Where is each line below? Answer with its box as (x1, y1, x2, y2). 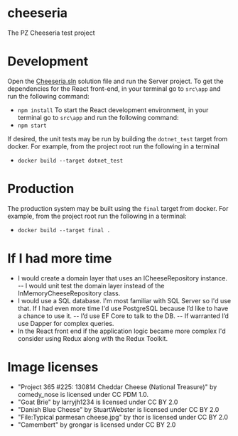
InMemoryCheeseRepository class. (17, 289, 121, 298)
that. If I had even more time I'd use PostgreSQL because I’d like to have (17, 304, 229, 312)
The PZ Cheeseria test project (7, 28, 95, 37)
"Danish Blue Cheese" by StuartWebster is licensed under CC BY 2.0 (17, 405, 220, 413)
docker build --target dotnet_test (17, 157, 124, 164)
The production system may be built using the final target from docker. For (7, 204, 229, 212)
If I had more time (7, 251, 112, 266)
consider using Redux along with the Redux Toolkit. (17, 334, 168, 342)
